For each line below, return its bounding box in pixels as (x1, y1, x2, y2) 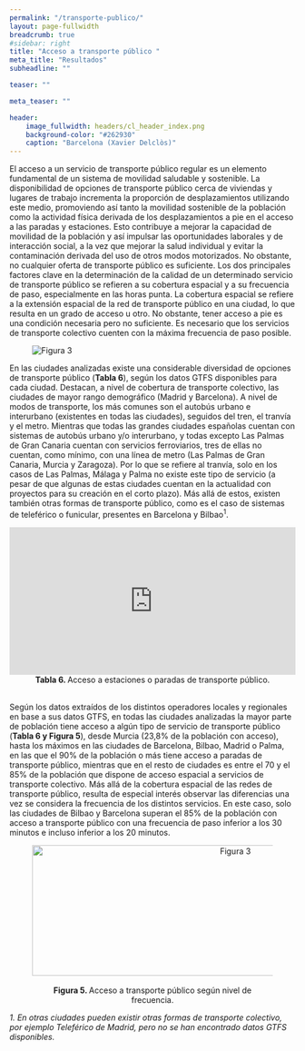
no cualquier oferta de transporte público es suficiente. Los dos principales (9, 260, 291, 271)
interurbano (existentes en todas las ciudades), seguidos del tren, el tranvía (9, 411, 291, 422)
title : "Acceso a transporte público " (9, 47, 161, 56)
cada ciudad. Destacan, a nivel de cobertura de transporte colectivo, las (9, 382, 280, 393)
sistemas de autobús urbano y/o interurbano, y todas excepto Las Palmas (9, 431, 284, 441)
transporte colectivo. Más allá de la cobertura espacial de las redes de (9, 778, 272, 789)
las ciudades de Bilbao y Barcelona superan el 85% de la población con (9, 808, 278, 818)
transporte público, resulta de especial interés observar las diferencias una (9, 788, 290, 799)
